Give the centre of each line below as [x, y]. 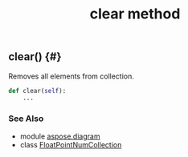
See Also [26, 119]
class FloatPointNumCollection [71, 144]
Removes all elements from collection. [72, 76]
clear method [135, 14]
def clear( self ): [37, 91]
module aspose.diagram [60, 136]
